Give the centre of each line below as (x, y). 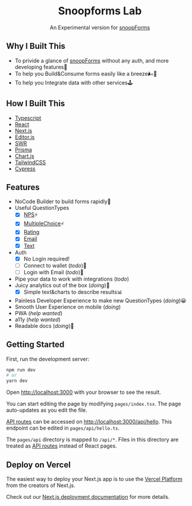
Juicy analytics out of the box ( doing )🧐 (62, 285)
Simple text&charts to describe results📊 (73, 292)
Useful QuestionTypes (42, 208)
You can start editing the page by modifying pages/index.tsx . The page (94, 404)
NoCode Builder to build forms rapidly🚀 (63, 201)
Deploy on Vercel (39, 465)
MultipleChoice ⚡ (44, 223)
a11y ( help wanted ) (38, 319)
